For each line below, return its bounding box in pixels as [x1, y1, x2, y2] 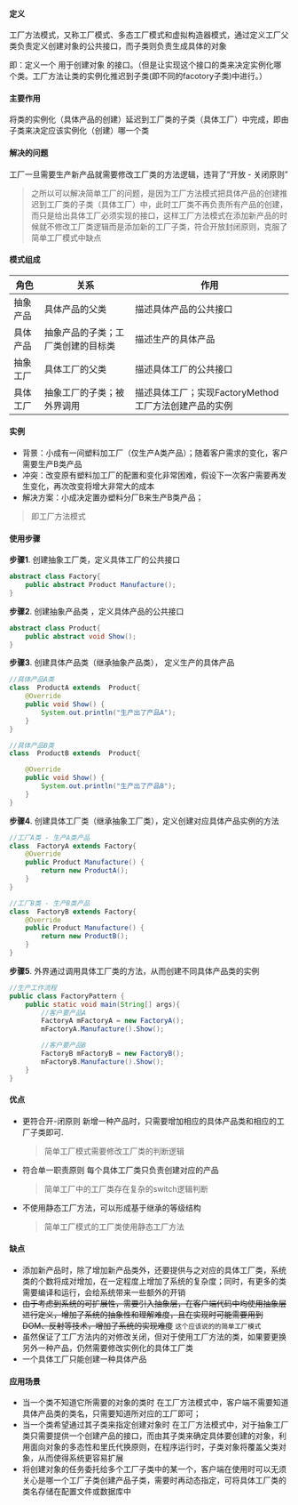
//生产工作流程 [9, 983, 58, 992]
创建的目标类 [61, 339, 116, 351]
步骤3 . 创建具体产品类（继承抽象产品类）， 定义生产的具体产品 [9, 657, 235, 668]
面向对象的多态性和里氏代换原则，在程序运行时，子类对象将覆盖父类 [29, 1442, 279, 1453]
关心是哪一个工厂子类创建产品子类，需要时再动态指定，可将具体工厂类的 [21, 1475, 286, 1485]
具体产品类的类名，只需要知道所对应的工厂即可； [21, 1408, 201, 1419]
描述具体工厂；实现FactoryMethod [134, 386, 279, 398]
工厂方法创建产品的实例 [134, 399, 233, 412]
